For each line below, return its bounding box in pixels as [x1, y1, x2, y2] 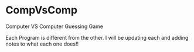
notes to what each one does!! [5, 40, 79, 47]
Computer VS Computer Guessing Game [5, 23, 104, 30]
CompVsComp [5, 4, 77, 17]
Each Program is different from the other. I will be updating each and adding [5, 34, 189, 41]
